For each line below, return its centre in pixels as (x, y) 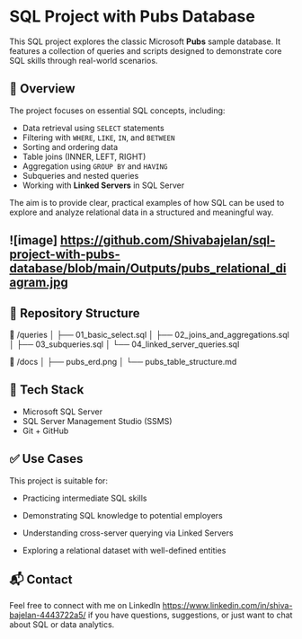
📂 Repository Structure (75, 313)
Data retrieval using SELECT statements (93, 128)
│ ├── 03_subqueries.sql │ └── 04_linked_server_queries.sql (124, 344)
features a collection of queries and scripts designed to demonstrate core (146, 50)
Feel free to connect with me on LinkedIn (85, 606)
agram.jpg (39, 283)
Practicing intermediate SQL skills (84, 498)
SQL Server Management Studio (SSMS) (97, 421)
